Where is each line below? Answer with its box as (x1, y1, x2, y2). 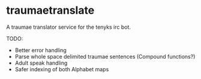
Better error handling (14, 46, 67, 54)
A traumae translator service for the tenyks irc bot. (6, 23, 131, 31)
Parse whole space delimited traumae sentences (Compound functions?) (14, 53, 196, 60)
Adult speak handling (14, 59, 68, 66)
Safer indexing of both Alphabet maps (14, 65, 109, 72)
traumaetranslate (6, 4, 95, 17)
